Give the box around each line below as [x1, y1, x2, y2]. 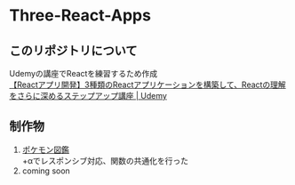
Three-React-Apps [9, 5, 151, 26]
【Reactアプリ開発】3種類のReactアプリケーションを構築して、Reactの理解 [9, 79, 286, 90]
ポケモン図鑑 [21, 144, 69, 155]
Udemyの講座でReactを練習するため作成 [9, 68, 158, 78]
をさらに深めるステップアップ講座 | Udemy [9, 91, 167, 101]
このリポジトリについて [9, 43, 138, 58]
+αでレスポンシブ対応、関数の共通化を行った [21, 155, 189, 165]
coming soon [21, 165, 71, 176]
